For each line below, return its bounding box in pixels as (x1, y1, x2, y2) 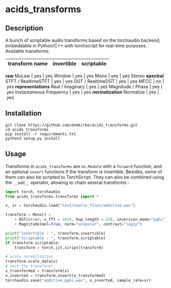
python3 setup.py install (5, 136, 60, 141)
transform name (8, 60, 48, 67)
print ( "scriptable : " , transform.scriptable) (5, 235, 106, 241)
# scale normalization (5, 254, 53, 260)
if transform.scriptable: (5, 240, 60, 245)
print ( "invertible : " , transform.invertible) (5, 231, 106, 236)
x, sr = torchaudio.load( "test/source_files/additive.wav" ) (5, 203, 136, 208)
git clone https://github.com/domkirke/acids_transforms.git (5, 122, 138, 127)
